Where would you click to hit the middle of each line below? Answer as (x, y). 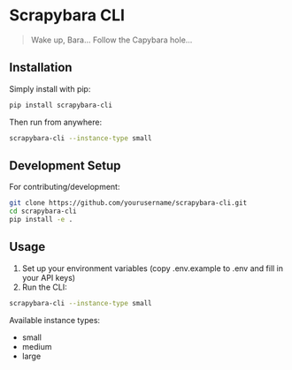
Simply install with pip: (50, 88)
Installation (41, 68)
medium (37, 346)
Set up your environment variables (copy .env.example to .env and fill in (153, 268)
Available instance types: (54, 320)
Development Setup (65, 166)
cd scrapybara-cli (43, 211)
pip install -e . (41, 220)
